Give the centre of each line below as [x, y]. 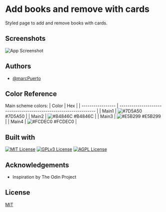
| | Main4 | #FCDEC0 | [41, 122]
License [18, 193]
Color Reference [31, 94]
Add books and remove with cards [77, 9]
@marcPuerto [27, 78]
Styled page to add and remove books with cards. [56, 23]
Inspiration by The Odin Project [44, 177]
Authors [18, 66]
